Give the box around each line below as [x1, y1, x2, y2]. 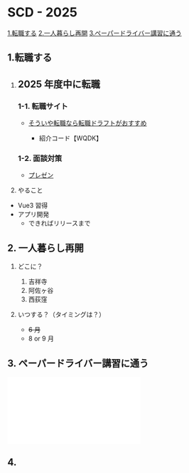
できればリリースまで [28, 219, 91, 228]
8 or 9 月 [28, 334, 55, 343]
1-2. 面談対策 [17, 153, 63, 163]
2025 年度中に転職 [17, 78, 101, 90]
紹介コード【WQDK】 [38, 134, 103, 142]
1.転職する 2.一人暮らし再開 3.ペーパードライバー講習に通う [7, 28, 183, 37]
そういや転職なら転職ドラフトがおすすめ [28, 119, 147, 128]
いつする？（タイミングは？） [17, 311, 105, 319]
